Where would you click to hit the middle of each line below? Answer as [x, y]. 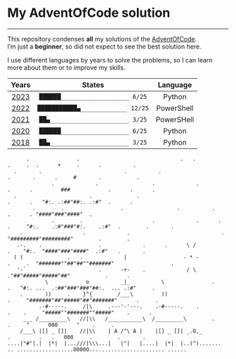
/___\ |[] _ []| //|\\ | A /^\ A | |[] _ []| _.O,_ [111, 331]
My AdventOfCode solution [89, 13]
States [93, 84]
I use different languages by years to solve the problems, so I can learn [110, 60]
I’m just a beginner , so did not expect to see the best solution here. [104, 46]
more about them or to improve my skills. [66, 67]
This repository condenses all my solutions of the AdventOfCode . [102, 39]
